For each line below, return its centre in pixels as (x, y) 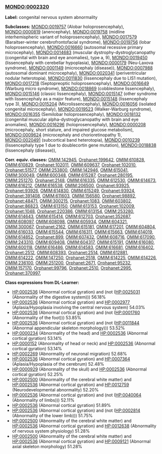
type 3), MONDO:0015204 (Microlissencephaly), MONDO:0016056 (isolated (81, 104)
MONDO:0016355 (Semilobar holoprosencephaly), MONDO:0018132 (73, 114)
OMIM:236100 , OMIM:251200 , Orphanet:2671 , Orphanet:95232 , (68, 263)
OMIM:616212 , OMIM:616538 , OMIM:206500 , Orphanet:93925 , (68, 186)
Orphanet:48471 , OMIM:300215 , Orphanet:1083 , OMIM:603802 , (69, 201)
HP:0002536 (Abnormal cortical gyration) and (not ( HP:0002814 (76, 410)
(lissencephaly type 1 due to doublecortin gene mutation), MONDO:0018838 (81, 145)
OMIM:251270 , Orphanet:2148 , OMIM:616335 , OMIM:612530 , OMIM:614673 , (81, 180)
